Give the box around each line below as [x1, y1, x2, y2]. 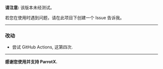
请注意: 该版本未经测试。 [5, 5, 55, 10]
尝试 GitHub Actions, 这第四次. [12, 44, 73, 50]
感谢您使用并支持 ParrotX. [5, 59, 58, 65]
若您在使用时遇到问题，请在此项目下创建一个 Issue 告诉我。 [5, 15, 125, 21]
